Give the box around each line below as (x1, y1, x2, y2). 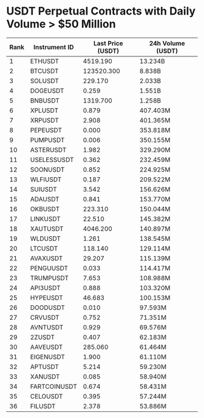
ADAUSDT (30, 195, 59, 203)
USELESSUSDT (30, 155, 74, 164)
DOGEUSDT (30, 86, 64, 95)
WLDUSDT (30, 234, 61, 243)
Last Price (93, 39, 123, 47)
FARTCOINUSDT (30, 382, 77, 391)
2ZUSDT (30, 332, 55, 341)
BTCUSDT (30, 67, 59, 75)
